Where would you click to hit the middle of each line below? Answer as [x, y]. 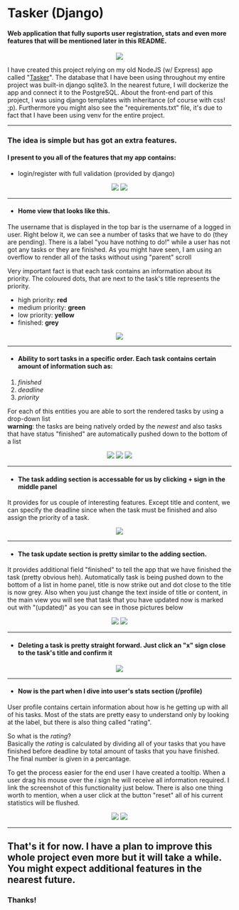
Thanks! [22, 900]
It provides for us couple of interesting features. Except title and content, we [119, 503]
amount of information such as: [65, 366]
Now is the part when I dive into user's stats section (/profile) [110, 691]
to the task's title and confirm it [65, 652]
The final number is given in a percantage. [69, 758]
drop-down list [29, 419]
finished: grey [38, 323]
